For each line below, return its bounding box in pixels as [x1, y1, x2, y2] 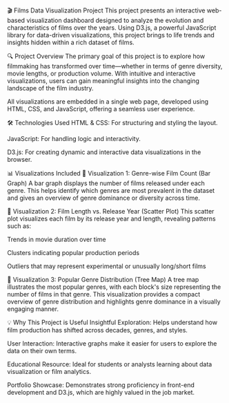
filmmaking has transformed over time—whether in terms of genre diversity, [7, 62, 223, 70]
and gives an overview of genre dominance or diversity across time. [7, 194, 200, 202]
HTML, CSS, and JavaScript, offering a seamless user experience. [7, 105, 195, 113]
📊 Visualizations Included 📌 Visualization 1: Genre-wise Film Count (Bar [7, 169, 211, 177]
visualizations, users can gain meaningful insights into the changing [7, 77, 200, 85]
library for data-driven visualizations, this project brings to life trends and [7, 31, 215, 39]
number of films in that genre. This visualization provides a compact [7, 290, 201, 298]
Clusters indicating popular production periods [7, 249, 140, 256]
